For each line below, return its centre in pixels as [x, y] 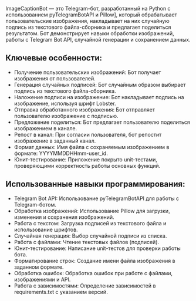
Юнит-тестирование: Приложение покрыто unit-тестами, [86, 159]
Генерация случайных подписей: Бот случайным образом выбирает [100, 84]
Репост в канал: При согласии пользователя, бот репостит [88, 134]
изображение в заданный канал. [55, 141]
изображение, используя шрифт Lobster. [65, 103]
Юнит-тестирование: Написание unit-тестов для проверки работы [97, 248]
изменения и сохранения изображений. [64, 217]
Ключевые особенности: [54, 58]
